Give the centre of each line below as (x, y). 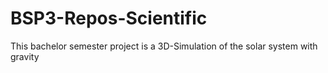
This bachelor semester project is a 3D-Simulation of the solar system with (164, 46)
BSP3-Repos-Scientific (109, 18)
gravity (25, 56)
